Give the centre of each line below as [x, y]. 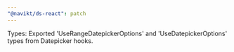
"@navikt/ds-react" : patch [47, 14]
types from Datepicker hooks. [50, 41]
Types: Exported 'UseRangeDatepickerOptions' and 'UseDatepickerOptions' [117, 33]
